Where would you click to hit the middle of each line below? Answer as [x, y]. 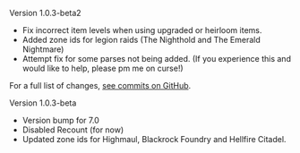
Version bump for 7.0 [61, 120]
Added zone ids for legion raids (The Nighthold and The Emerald [141, 40]
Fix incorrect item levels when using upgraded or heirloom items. [142, 30]
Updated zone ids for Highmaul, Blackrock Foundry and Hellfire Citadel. [154, 139]
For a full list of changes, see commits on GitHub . [100, 85]
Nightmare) [43, 49]
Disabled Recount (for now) [73, 130]
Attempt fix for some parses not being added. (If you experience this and [156, 59]
